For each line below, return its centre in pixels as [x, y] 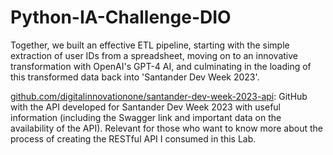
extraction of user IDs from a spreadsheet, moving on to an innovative [154, 55]
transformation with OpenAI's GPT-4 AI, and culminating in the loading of [161, 66]
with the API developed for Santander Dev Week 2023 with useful [146, 107]
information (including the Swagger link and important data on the [146, 117]
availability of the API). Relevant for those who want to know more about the [166, 128]
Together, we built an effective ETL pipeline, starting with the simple [150, 45]
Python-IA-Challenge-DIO [121, 17]
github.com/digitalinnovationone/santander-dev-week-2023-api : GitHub [159, 96]
